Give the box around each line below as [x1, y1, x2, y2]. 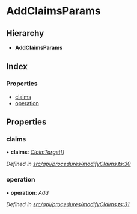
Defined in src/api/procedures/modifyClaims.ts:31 [6, 200, 130, 208]
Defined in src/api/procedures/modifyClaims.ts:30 [6, 160, 131, 168]
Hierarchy [6, 28, 44, 38]
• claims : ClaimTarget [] [6, 148, 65, 156]
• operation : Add [6, 189, 49, 196]
